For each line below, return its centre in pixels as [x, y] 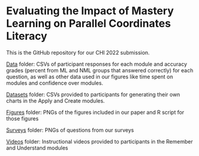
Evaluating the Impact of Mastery [90, 11]
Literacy [27, 36]
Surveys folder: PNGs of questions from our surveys [70, 130]
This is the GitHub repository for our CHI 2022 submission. [78, 52]
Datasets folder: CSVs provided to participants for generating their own [93, 94]
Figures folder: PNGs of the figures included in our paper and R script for [95, 112]
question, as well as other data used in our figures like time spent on [90, 77]
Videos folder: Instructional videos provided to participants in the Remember [99, 141]
